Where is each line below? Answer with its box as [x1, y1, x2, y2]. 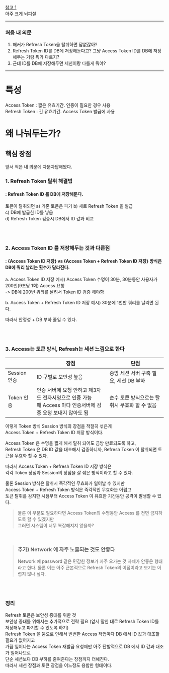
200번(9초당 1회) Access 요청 [5, 283, 65, 289]
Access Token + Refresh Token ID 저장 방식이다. [5, 429, 104, 435]
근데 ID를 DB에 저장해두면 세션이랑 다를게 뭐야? [12, 60, 106, 66]
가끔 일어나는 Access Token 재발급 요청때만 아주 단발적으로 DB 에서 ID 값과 [5, 643, 155, 650]
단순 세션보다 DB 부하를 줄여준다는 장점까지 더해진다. [5, 656, 110, 662]
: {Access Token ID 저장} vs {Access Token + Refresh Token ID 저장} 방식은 [5, 258, 162, 264]
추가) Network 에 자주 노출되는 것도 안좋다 [17, 546, 115, 553]
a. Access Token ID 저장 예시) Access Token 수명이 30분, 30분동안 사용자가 [5, 276, 157, 283]
